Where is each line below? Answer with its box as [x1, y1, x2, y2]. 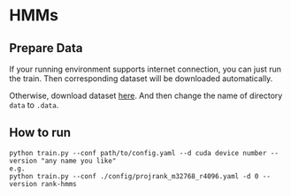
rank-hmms [41, 179, 77, 188]
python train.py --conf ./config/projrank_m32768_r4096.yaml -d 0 [9, 171, 259, 181]
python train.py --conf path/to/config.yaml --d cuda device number [9, 148, 267, 157]
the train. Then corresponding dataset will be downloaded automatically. [9, 73, 273, 84]
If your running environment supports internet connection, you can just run [9, 64, 281, 74]
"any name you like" [41, 156, 117, 165]
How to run [9, 125, 72, 140]
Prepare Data [9, 41, 83, 56]
